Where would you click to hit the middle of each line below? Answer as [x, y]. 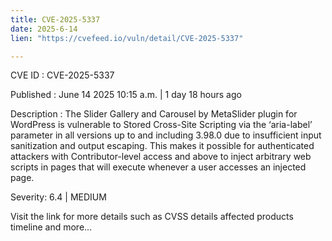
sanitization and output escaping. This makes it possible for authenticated [162, 146]
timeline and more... [51, 227]
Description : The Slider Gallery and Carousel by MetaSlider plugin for [154, 114]
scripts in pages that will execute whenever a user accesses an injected [158, 167]
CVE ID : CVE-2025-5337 [62, 75]
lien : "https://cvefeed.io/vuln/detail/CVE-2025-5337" [127, 38]
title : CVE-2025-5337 [55, 19]
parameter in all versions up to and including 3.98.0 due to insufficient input [166, 135]
